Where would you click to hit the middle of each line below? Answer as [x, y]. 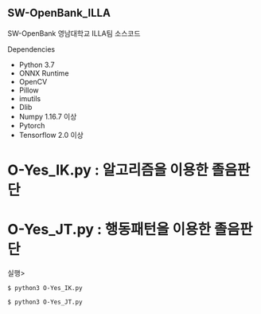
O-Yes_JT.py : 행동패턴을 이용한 [109, 230]
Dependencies [31, 49]
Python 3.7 [37, 65]
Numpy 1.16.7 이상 [48, 116]
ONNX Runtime [44, 73]
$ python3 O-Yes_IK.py [45, 288]
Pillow [29, 90]
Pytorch [32, 125]
